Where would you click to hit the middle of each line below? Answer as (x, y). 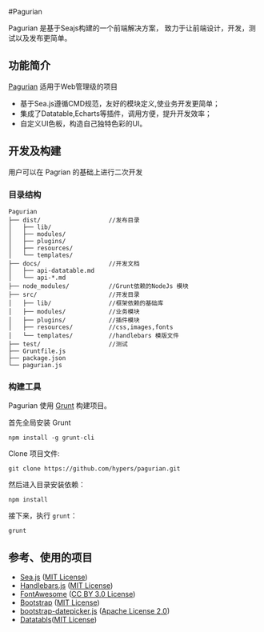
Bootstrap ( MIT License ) (60, 602)
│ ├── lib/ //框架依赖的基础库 (86, 303)
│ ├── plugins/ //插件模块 (74, 320)
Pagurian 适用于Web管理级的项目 (63, 86)
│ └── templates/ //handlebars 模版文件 (94, 335)
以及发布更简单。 (43, 38)
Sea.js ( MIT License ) (54, 577)
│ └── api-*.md (37, 278)
